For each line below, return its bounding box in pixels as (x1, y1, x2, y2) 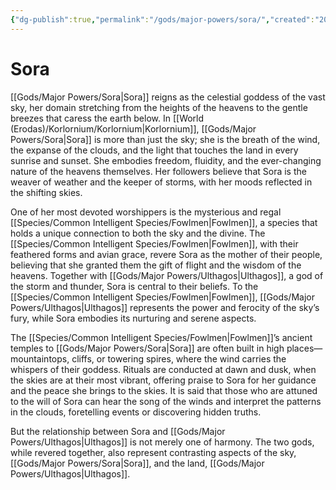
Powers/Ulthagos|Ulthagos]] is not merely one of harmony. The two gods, (10, 436, 315, 448)
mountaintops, (10, 352, 70, 365)
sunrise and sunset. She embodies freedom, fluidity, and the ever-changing (10, 154, 322, 166)
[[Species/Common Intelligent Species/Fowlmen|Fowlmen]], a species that (10, 216, 318, 228)
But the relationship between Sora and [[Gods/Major (10, 425, 226, 437)
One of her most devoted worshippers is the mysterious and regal (10, 206, 282, 218)
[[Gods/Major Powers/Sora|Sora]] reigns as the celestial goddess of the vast (10, 91, 326, 103)
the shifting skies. (10, 186, 83, 198)
